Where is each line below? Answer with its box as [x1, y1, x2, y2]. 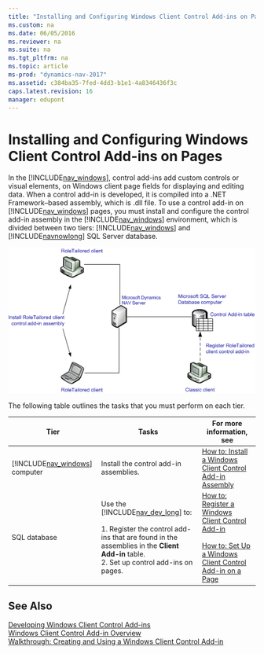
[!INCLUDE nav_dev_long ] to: [101, 508, 192, 517]
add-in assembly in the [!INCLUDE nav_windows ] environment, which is [8, 215, 238, 224]
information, [207, 427, 248, 436]
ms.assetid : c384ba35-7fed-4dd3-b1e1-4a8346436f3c [8, 79, 178, 86]
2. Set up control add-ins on [101, 558, 193, 568]
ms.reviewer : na [8, 38, 61, 46]
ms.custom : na [8, 20, 55, 29]
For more [211, 418, 243, 428]
